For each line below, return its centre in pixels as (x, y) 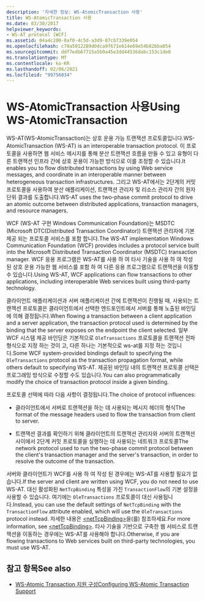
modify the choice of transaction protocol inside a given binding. (88, 382)
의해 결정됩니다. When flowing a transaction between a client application (102, 316)
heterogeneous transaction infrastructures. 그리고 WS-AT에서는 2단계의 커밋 (101, 182)
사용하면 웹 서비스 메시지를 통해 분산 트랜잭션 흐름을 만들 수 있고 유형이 (107, 153)
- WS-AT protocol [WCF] (37, 35)
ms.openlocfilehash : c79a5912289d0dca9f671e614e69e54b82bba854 (89, 47)
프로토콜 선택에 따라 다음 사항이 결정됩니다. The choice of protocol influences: (101, 395)
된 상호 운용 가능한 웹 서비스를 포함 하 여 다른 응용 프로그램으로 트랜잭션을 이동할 (102, 267)
